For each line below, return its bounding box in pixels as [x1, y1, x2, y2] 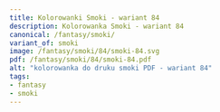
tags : [9, 72, 30, 81]
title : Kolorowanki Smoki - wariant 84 [9, 13, 160, 23]
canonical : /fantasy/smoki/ [9, 30, 116, 39]
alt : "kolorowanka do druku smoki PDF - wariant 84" [9, 64, 213, 73]
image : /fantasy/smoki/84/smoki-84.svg [9, 47, 160, 56]
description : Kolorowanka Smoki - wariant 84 [9, 22, 184, 31]
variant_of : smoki [9, 38, 79, 48]
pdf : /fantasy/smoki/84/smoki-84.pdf [9, 55, 152, 64]
